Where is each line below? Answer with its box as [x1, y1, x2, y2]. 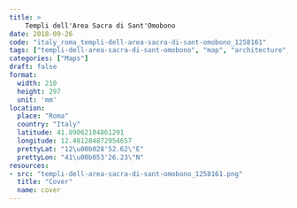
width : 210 [17, 79, 57, 88]
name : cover [17, 186, 62, 195]
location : [9, 104, 46, 112]
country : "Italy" [17, 120, 81, 129]
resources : [9, 161, 49, 170]
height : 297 [17, 87, 62, 96]
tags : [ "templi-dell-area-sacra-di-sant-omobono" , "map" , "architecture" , [9, 46, 291, 55]
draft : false [9, 63, 57, 72]
